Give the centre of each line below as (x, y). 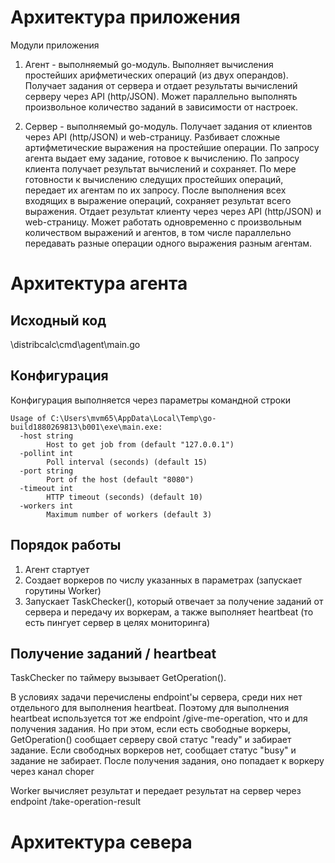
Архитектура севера (101, 842)
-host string (46, 436)
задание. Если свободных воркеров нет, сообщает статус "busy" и (153, 750)
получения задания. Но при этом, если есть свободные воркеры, (151, 729)
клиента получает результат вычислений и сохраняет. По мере (160, 168)
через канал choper (52, 772)
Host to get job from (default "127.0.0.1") (140, 444)
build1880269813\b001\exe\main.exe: (86, 427)
